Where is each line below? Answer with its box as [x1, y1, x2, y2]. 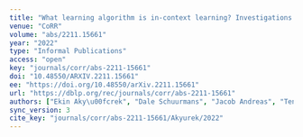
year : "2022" [9, 38, 59, 48]
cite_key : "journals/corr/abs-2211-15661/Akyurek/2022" [9, 114, 224, 123]
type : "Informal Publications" [9, 47, 127, 56]
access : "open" [9, 55, 67, 64]
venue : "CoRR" [9, 22, 63, 31]
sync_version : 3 [9, 105, 70, 114]
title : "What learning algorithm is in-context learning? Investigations [9, 13, 293, 23]
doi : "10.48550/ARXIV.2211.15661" [9, 72, 140, 81]
